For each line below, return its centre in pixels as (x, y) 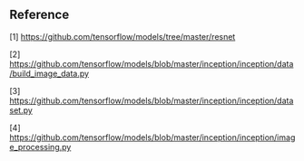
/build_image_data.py (49, 73)
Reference (39, 15)
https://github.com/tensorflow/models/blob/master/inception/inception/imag (152, 137)
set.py (21, 110)
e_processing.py (40, 147)
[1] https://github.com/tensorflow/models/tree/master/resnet (123, 36)
